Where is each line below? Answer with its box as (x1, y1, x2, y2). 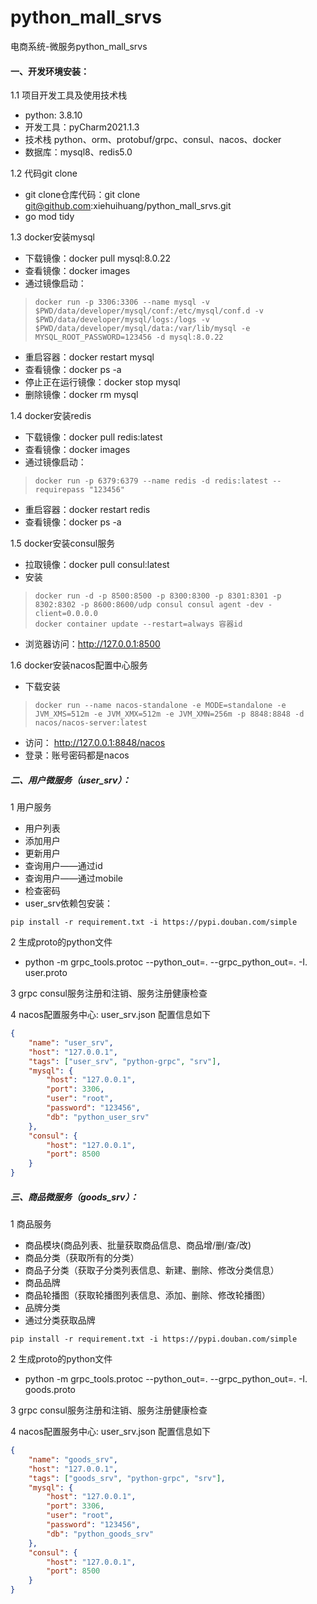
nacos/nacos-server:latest (34, 718, 148, 728)
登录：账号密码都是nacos (24, 749, 130, 761)
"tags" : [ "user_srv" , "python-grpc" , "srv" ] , (28, 1056, 222, 1066)
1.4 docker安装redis (10, 410, 92, 422)
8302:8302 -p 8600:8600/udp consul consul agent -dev (34, 600, 264, 610)
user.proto (24, 967, 68, 979)
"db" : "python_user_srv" (46, 1112, 150, 1122)
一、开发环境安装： (10, 65, 90, 77)
